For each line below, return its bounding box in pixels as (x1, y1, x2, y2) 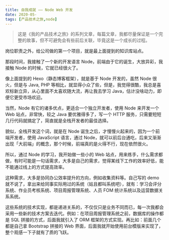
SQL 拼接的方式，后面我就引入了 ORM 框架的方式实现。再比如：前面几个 (11, 217, 161, 223)
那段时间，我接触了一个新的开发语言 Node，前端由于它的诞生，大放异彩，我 (5, 59, 163, 65)
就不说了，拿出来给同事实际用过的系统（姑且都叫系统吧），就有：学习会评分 (5, 181, 162, 187)
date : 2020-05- (5, 12, 37, 17)
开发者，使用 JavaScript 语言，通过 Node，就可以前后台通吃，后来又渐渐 (9, 135, 161, 141)
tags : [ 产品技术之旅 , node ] (5, 17, 57, 22)
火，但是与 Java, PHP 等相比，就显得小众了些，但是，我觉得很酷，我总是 (5, 82, 157, 88)
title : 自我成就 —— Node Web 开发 (5, 7, 73, 13)
